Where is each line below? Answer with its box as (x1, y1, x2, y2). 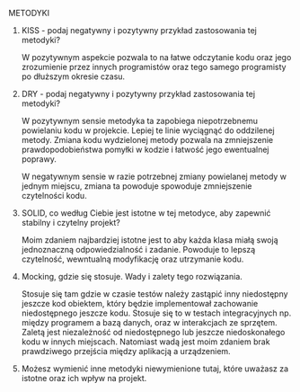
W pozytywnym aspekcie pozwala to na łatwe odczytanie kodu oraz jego (21, 52, 292, 62)
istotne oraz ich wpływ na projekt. (21, 373, 147, 383)
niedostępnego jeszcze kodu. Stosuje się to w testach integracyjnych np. (21, 307, 292, 318)
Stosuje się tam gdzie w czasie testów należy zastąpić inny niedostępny (21, 289, 288, 299)
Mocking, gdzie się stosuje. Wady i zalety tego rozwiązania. (21, 272, 243, 281)
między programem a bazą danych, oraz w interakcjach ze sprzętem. (21, 317, 278, 327)
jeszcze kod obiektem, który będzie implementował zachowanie (21, 298, 259, 308)
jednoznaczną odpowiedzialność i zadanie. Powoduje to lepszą (21, 245, 256, 254)
